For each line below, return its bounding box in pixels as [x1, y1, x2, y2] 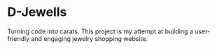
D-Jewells [7, 4, 67, 20]
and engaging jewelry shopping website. [31, 34, 148, 42]
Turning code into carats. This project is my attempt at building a [7, 27, 194, 35]
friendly [7, 34, 30, 42]
